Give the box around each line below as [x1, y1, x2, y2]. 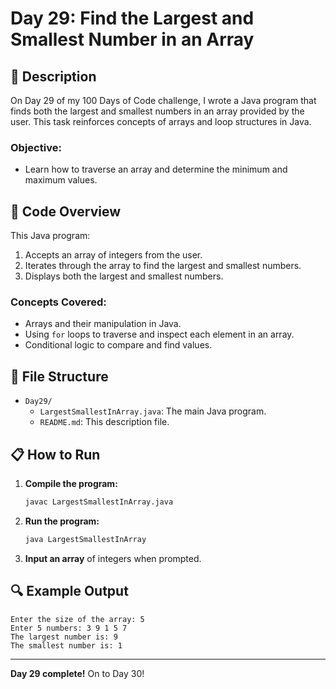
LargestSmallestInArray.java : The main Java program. [39, 405, 267, 417]
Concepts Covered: [10, 295, 107, 309]
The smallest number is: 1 [10, 640, 123, 651]
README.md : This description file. [39, 416, 170, 428]
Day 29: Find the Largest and [10, 7, 255, 30]
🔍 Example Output [10, 583, 129, 600]
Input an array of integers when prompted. [24, 552, 202, 564]
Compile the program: [24, 478, 118, 490]
